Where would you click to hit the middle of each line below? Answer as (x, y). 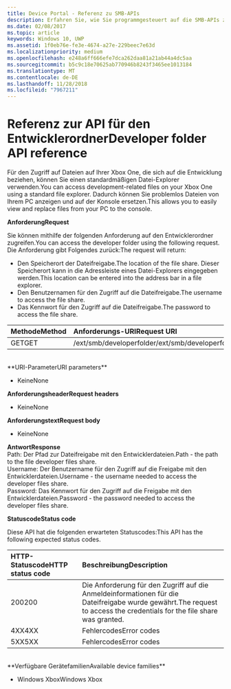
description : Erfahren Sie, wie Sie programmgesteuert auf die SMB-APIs (113, 20)
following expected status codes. (54, 539)
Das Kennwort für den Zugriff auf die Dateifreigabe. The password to (114, 307)
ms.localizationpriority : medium (55, 52)
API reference (47, 154)
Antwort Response (34, 447)
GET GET (24, 343)
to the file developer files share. (52, 462)
